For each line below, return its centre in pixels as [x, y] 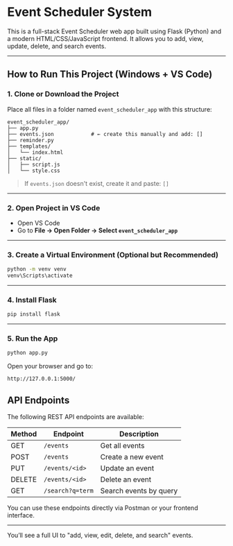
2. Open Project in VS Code [54, 207]
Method [24, 434]
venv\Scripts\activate [40, 276]
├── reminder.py [31, 140]
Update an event [127, 468]
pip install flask [34, 314]
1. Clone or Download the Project [63, 94]
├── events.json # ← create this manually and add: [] [105, 134]
